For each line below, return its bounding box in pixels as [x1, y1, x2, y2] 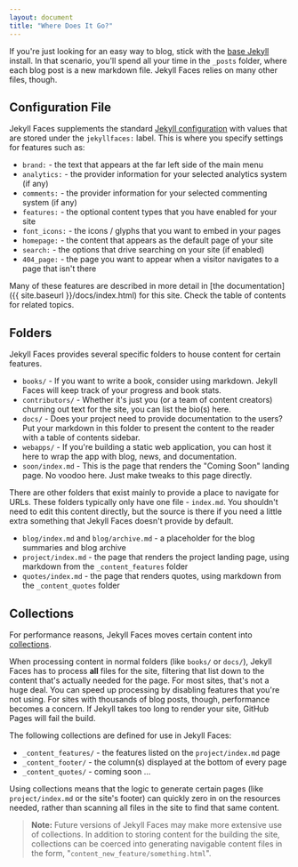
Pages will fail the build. [9, 712, 96, 723]
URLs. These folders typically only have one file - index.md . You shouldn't [9, 497, 278, 508]
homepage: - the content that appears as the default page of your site [21, 235, 274, 245]
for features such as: [9, 142, 85, 153]
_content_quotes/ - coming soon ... [21, 766, 151, 776]
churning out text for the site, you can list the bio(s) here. [21, 404, 231, 414]
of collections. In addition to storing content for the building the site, [30, 829, 280, 839]
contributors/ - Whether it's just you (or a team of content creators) [21, 395, 273, 405]
